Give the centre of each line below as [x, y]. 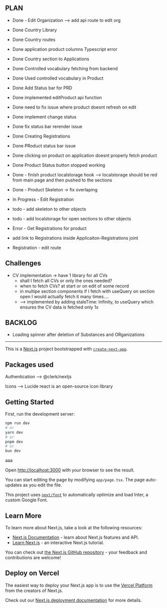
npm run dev [17, 423]
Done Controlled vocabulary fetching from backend [65, 68]
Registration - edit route [37, 247]
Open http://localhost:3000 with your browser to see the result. [70, 470]
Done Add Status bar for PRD [42, 88]
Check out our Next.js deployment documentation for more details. [74, 600]
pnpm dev [14, 442]
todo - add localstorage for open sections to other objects [72, 218]
